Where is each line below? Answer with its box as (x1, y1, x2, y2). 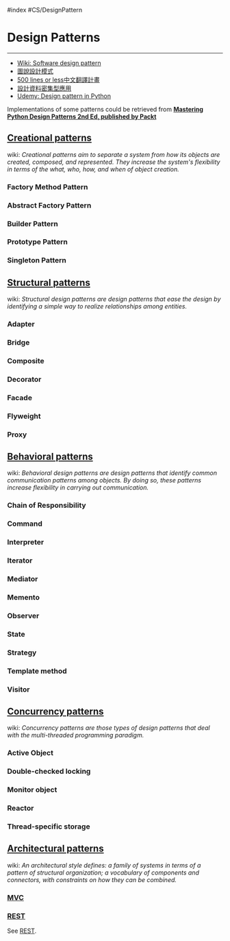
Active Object (7, 748, 53, 758)
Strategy (7, 648, 37, 657)
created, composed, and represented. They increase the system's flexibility (7, 158, 220, 166)
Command (7, 519, 42, 528)
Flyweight (7, 411, 41, 421)
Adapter (7, 319, 36, 329)
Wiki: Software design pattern (16, 58, 101, 67)
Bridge (7, 338, 30, 347)
